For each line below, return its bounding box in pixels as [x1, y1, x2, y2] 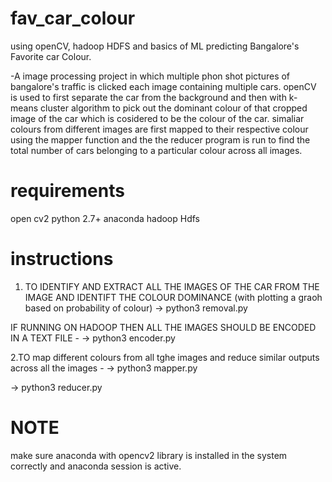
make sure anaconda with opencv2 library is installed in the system [10, 449, 288, 461]
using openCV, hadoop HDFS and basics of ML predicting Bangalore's [10, 40, 300, 52]
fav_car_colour [10, 7, 136, 30]
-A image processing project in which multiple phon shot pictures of [10, 70, 291, 82]
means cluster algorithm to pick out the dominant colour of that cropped [10, 102, 308, 114]
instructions [10, 248, 114, 271]
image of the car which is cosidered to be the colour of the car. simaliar [10, 112, 305, 124]
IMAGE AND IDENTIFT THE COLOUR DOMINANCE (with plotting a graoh [24, 291, 323, 303]
